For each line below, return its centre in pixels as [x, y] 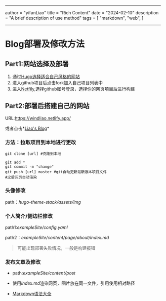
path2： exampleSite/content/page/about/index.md [57, 237]
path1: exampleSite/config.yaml [37, 227]
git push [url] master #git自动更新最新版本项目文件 [56, 172]
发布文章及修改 [23, 262]
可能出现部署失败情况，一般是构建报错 [56, 248]
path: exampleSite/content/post [44, 273]
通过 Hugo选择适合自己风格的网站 [46, 76]
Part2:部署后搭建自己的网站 [47, 106]
